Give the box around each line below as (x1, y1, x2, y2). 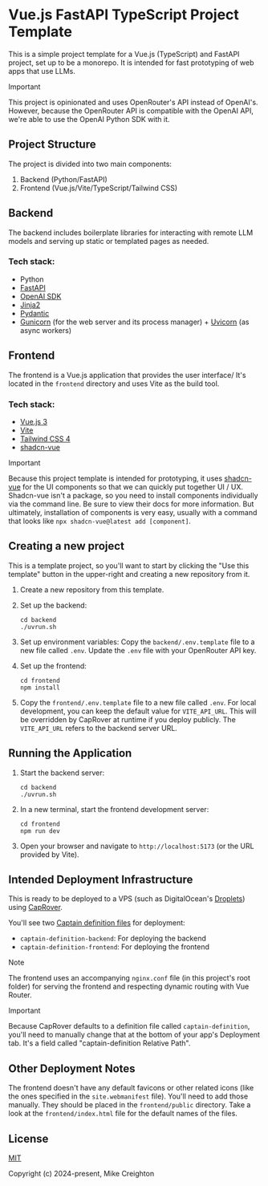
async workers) (19, 325, 72, 335)
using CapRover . (8, 903, 63, 912)
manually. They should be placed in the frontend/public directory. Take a (8, 1100, 251, 1110)
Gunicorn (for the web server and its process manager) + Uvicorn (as (19, 317, 250, 327)
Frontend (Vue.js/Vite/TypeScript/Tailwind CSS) (19, 183, 178, 193)
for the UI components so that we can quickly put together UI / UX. (22, 481, 243, 491)
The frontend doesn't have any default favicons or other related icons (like (8, 1083, 254, 1093)
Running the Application (8, 746, 132, 760)
